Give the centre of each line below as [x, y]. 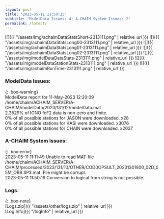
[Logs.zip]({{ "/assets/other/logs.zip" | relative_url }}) [59, 206]
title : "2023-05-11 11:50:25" [36, 14]
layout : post [18, 10]
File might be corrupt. [65, 172]
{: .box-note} [18, 201]
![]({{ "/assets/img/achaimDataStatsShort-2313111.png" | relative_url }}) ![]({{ [82, 37]
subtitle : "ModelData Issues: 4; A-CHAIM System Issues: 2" [68, 19]
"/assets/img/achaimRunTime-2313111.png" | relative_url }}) [65, 69]
